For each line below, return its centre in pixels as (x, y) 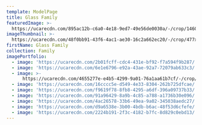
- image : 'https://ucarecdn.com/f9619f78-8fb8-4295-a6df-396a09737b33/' (105, 90)
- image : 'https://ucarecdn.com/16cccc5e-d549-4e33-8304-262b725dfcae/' (105, 85)
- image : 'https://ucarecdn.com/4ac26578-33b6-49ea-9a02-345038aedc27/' (105, 101)
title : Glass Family (32, 17)
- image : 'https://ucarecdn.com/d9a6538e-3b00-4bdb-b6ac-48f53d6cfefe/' (105, 107)
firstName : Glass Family (37, 46)
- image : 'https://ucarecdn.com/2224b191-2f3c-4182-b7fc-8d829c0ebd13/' (105, 112)
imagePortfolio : (26, 56)
